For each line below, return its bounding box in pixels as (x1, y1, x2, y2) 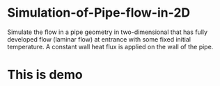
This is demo (7, 67, 83, 83)
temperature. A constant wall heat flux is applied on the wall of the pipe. (7, 42, 214, 51)
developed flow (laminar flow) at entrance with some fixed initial (7, 35, 191, 43)
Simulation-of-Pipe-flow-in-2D (7, 5, 191, 21)
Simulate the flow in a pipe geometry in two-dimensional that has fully (7, 28, 207, 36)
